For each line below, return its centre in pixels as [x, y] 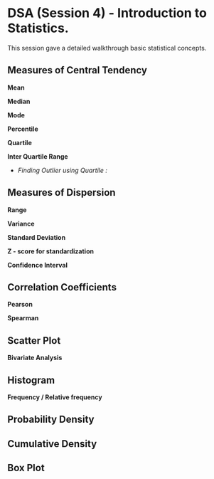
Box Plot [26, 468]
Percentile [23, 129]
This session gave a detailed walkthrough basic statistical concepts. [107, 48]
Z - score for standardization [51, 251]
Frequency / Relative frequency [55, 397]
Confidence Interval [37, 265]
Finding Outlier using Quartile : [63, 170]
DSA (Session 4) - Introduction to [107, 13]
